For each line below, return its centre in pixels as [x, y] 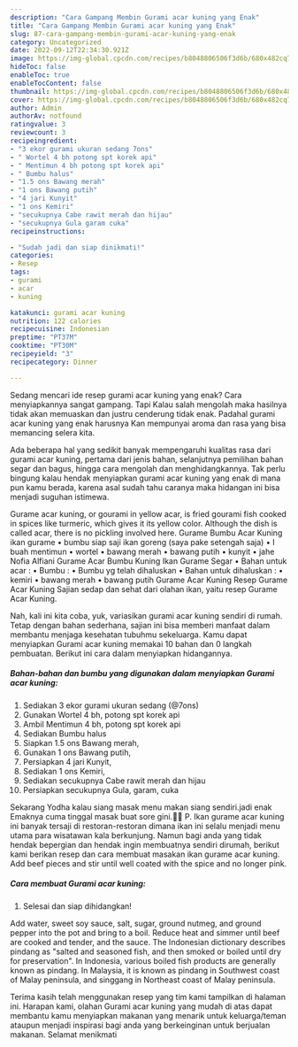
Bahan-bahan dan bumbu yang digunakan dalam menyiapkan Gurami [142, 674]
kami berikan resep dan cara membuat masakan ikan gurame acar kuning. [145, 854]
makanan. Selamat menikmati [64, 1034]
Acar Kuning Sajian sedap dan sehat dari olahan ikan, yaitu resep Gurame [144, 589]
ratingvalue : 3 [38, 125]
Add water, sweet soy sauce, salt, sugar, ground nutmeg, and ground [136, 923]
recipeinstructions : [48, 231]
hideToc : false [38, 67]
